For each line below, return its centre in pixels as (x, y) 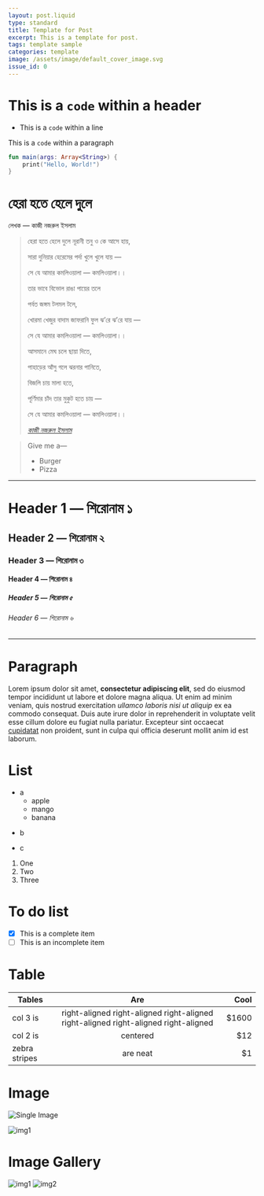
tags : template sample (45, 45)
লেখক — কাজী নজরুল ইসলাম (42, 226)
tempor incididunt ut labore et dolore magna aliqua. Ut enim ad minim (120, 696)
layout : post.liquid (42, 15)
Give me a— (47, 446)
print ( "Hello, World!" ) (61, 164)
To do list (38, 912)
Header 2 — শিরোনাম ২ (56, 538)
